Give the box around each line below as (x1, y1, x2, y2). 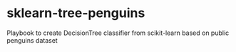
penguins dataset (6, 36, 58, 44)
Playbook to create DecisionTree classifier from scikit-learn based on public (6, 28, 230, 37)
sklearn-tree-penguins (6, 5, 145, 21)
